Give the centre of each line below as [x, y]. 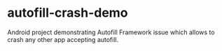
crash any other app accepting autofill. [63, 39]
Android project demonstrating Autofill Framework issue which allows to [111, 32]
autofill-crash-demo [68, 13]
